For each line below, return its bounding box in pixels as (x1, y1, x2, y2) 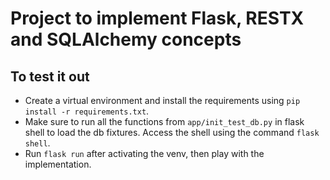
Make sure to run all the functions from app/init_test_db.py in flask (24, 116, 305, 127)
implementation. (24, 158, 92, 170)
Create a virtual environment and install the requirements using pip (24, 95, 301, 106)
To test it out (10, 68, 90, 85)
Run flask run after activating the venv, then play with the (24, 148, 265, 159)
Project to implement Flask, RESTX (10, 7, 305, 30)
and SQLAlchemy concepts (10, 28, 242, 51)
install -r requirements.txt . (24, 105, 150, 117)
